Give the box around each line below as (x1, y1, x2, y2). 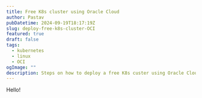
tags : (6, 42, 20, 48)
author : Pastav (6, 14, 44, 20)
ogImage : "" (6, 64, 36, 71)
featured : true (6, 31, 44, 37)
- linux (11, 53, 31, 59)
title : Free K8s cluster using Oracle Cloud (6, 8, 120, 15)
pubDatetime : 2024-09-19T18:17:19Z (6, 20, 96, 26)
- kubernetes (11, 48, 44, 54)
